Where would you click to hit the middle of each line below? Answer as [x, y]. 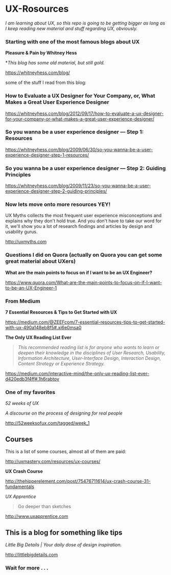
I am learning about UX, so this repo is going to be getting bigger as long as [85, 23]
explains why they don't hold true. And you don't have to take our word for [83, 221]
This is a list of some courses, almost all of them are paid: [66, 452]
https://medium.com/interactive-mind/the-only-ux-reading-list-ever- [77, 374]
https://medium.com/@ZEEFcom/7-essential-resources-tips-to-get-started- [85, 322]
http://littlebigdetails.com [32, 555]
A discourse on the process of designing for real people [64, 413]
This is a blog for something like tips [64, 532]
